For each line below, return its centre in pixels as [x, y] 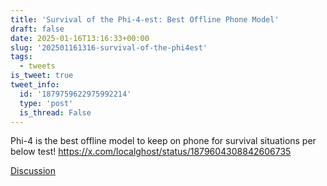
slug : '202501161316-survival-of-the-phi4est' [109, 47]
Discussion [33, 171]
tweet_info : [35, 85]
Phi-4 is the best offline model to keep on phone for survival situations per [163, 141]
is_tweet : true [42, 76]
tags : [21, 57]
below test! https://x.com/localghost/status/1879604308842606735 [151, 152]
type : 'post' [46, 103]
